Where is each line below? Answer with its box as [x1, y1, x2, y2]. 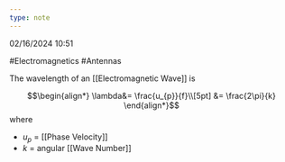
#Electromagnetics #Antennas [9, 55, 122, 66]
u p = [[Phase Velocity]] [22, 131, 108, 144]
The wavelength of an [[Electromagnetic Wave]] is [9, 73, 196, 84]
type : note [9, 13, 51, 22]
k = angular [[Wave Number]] [22, 143, 133, 154]
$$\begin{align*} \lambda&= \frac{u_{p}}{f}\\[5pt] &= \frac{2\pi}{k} [26, 90, 277, 101]
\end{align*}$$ [123, 100, 180, 111]
